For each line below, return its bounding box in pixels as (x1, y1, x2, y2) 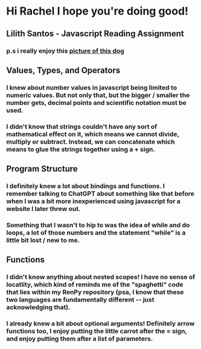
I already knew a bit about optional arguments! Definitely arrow (6, 319, 195, 328)
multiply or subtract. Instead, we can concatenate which (6, 138, 175, 146)
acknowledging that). (6, 303, 71, 311)
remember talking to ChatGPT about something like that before (6, 190, 194, 198)
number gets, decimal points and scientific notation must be (6, 98, 187, 107)
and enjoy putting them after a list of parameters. (6, 334, 153, 343)
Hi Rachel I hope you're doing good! (6, 4, 189, 18)
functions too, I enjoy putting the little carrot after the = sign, (6, 327, 187, 336)
